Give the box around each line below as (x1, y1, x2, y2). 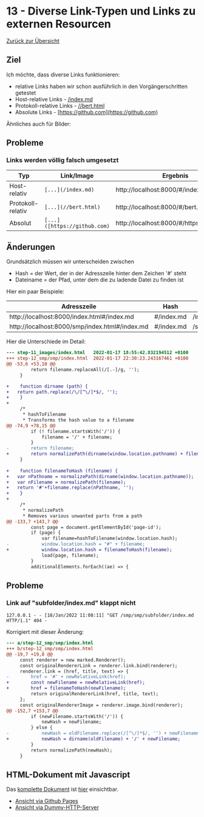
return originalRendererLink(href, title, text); (30, 691, 159, 697)
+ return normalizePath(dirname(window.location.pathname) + (6, 451, 183, 457)
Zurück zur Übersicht (6, 37, 59, 44)
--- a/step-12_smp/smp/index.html (6, 640, 94, 647)
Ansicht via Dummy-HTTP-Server (15, 804, 99, 811)
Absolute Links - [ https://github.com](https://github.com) (15, 108, 158, 116)
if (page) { (30, 530, 61, 536)
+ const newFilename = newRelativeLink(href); (6, 679, 146, 686)
